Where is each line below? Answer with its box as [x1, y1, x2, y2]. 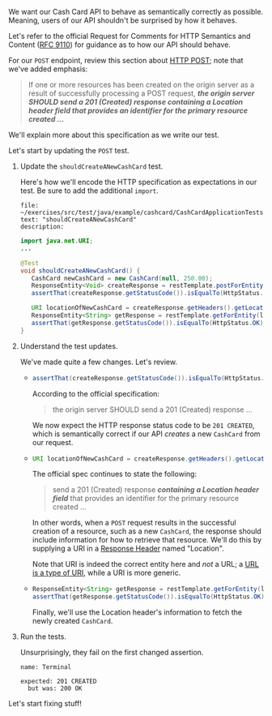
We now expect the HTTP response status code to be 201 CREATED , [32, 420, 255, 430]
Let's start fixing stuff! [8, 699, 83, 709]
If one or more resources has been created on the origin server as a [28, 80, 255, 89]
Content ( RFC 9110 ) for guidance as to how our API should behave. [8, 40, 231, 49]
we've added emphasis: [8, 64, 88, 74]
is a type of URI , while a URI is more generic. [32, 568, 181, 578]
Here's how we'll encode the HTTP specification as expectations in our [19, 178, 257, 187]
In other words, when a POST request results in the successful [32, 518, 236, 528]
